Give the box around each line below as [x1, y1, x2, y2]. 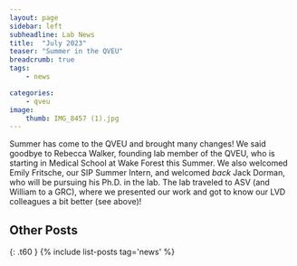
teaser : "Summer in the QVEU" [9, 47, 124, 56]
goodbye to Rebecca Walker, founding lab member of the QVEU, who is [9, 148, 275, 159]
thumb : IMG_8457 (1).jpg [25, 114, 120, 123]
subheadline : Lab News [9, 30, 95, 39]
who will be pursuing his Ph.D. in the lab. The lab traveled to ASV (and [9, 177, 270, 188]
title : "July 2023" [9, 38, 88, 48]
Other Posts [9, 223, 79, 238]
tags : [9, 64, 30, 73]
